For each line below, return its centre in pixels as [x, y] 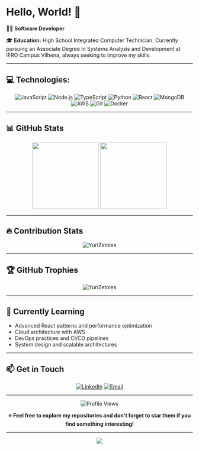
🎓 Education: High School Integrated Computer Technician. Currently [92, 40]
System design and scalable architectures [66, 344]
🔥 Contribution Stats [45, 231]
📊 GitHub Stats [35, 129]
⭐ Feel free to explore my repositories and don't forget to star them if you [99, 415]
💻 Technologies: [38, 80]
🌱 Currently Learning [45, 311]
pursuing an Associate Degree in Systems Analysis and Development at [93, 48]
